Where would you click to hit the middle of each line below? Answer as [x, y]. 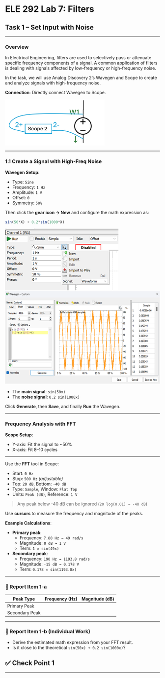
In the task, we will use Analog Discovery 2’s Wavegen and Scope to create [81, 78]
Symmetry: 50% [27, 203]
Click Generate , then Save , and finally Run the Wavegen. [63, 407]
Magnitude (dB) [98, 599]
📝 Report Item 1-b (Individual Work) [48, 632]
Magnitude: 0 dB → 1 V [43, 543]
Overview [17, 47]
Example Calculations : [28, 523]
